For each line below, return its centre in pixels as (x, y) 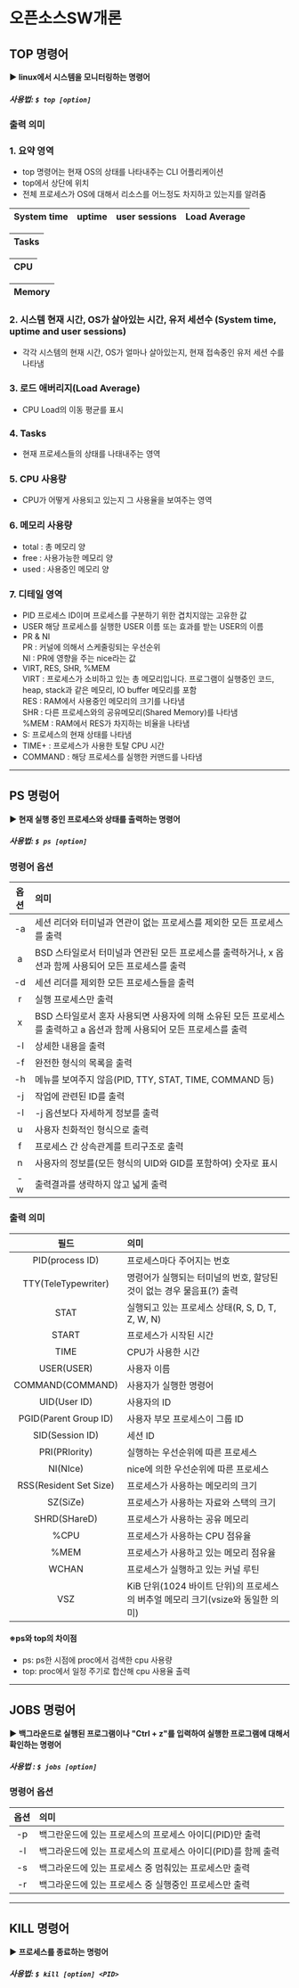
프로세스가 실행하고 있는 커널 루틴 (193, 1569)
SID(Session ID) (66, 1434)
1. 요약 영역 (32, 151)
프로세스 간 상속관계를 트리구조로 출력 (109, 1146)
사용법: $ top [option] (50, 99)
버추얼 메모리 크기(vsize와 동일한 (203, 1599)
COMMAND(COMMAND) (66, 1384)
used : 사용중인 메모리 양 (65, 569)
